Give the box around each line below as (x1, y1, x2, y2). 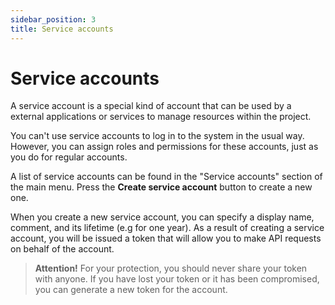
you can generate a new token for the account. (34, 284, 228, 296)
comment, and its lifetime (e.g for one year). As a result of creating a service (10, 222, 325, 234)
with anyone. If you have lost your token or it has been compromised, (34, 273, 320, 285)
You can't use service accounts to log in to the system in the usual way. (10, 130, 305, 142)
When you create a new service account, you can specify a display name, (10, 211, 315, 223)
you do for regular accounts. (10, 151, 128, 163)
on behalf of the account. (10, 243, 115, 255)
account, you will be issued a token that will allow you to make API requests (10, 232, 322, 245)
